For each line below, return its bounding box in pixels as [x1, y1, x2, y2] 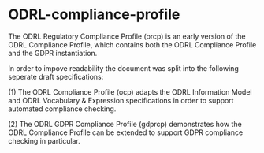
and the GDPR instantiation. [8, 48, 98, 58]
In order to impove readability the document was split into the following [8, 63, 239, 73]
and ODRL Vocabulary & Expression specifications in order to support [8, 95, 234, 105]
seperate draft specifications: [8, 72, 104, 81]
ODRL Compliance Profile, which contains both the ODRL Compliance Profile [8, 39, 257, 49]
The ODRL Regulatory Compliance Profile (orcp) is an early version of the [8, 32, 246, 41]
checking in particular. [8, 136, 80, 145]
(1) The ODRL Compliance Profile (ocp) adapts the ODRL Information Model [8, 87, 252, 96]
